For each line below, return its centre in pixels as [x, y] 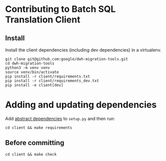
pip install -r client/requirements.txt [48, 77]
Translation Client [43, 20]
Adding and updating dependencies [81, 105]
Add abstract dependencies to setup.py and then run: [60, 118]
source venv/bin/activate [32, 72]
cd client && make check [31, 154]
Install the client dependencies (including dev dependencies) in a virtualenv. [83, 50]
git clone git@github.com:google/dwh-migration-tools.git [67, 59]
